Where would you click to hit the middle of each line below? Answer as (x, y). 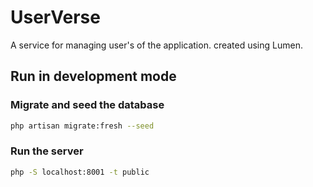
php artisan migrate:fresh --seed (82, 126)
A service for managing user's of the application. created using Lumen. (156, 45)
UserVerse (55, 17)
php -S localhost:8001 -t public (80, 172)
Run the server (47, 151)
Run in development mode (93, 76)
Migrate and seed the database (87, 105)
